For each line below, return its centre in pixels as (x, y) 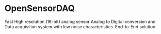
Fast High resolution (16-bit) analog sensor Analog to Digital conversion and (80, 22)
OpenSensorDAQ (40, 8)
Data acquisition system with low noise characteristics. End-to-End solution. (81, 26)
